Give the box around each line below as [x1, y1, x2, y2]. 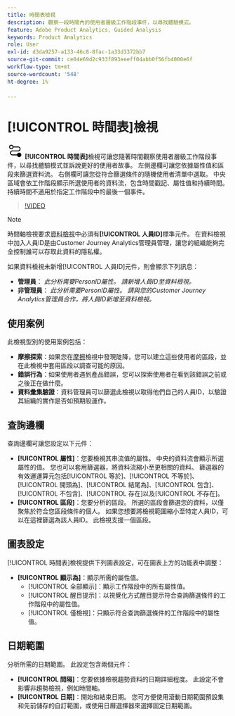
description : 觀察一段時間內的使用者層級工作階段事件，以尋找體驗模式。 [7, 18, 195, 26]
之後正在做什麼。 [17, 379, 67, 387]
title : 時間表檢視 [7, 11, 56, 18]
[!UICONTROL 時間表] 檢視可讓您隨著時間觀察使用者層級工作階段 [24, 152, 211, 161]
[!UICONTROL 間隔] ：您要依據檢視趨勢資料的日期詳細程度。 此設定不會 [17, 674, 224, 683]
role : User [7, 41, 39, 49]
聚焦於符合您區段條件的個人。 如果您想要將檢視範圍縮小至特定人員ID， [17, 507, 222, 515]
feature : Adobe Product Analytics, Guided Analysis [7, 26, 161, 33]
